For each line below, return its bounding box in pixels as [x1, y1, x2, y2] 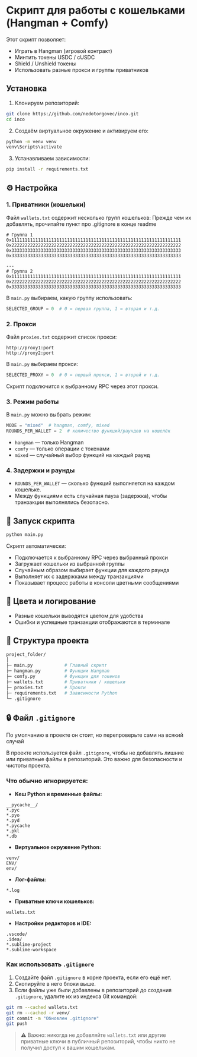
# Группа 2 [6, 268, 33, 274]
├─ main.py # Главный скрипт [6, 662, 108, 668]
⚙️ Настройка [6, 182, 58, 193]
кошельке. [14, 486, 41, 493]
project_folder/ [6, 651, 46, 657]
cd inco [6, 116, 25, 122]
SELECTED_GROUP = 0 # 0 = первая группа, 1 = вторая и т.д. [6, 305, 160, 312]
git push [6, 1021, 28, 1027]
